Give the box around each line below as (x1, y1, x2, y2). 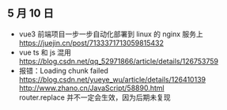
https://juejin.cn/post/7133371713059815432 (18, 38, 164, 47)
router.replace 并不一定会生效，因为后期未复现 (18, 93, 171, 102)
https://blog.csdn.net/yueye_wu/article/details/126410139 (18, 74, 206, 84)
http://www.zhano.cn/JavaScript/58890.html (18, 83, 165, 93)
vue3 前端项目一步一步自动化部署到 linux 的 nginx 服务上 (18, 29, 203, 39)
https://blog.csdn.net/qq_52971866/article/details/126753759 (18, 56, 219, 66)
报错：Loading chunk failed (18, 66, 108, 75)
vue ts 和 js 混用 (18, 47, 72, 57)
